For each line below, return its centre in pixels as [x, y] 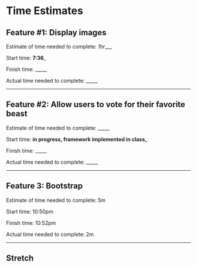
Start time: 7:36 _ [26, 58]
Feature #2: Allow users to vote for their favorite [96, 105]
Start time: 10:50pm [30, 211]
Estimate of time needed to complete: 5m [56, 200]
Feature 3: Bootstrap [45, 186]
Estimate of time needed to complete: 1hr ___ [59, 46]
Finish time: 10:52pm [31, 223]
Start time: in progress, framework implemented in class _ [77, 139]
